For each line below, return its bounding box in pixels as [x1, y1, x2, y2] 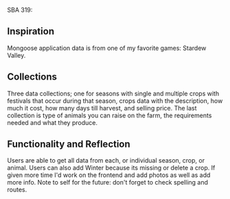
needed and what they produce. [7, 118, 98, 126]
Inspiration [7, 25, 55, 37]
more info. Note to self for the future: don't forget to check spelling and [7, 178, 208, 187]
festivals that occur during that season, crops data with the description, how [7, 96, 223, 105]
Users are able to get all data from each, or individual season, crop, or [7, 156, 205, 165]
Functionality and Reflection [7, 139, 130, 150]
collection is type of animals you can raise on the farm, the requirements [7, 111, 212, 119]
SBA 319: [7, 6, 33, 14]
